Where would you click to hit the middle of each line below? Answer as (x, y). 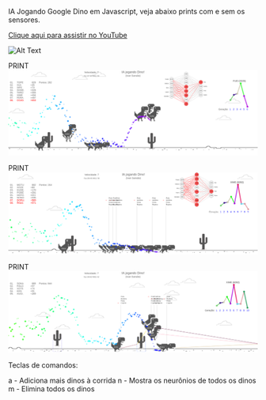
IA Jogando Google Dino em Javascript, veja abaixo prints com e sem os (127, 11)
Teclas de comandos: (43, 365)
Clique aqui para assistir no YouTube (68, 35)
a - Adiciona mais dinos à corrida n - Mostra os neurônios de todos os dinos (132, 380)
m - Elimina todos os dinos (51, 389)
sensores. (25, 20)
